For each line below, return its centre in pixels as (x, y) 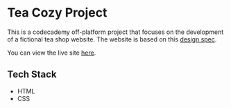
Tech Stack (32, 74)
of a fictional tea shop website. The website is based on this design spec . (112, 39)
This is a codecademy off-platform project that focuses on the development (115, 32)
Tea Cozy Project (57, 13)
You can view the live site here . (52, 53)
